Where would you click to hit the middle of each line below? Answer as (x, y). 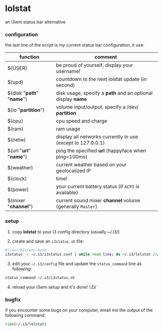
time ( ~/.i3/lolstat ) (26, 324)
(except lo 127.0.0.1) (81, 143)
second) (65, 85)
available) (67, 193)
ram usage (68, 129)
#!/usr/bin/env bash (26, 250)
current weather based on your (91, 165)
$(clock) (17, 179)
